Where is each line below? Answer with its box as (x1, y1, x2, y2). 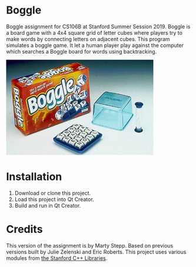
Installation (6, 170, 62, 183)
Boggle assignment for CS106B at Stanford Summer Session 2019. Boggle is (6, 23, 191, 30)
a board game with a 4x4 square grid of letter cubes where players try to (6, 29, 182, 36)
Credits (6, 223, 43, 236)
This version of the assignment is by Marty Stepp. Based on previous (6, 242, 174, 249)
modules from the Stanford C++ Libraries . (6, 254, 108, 262)
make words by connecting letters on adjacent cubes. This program (6, 35, 171, 42)
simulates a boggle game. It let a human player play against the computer (6, 42, 184, 49)
